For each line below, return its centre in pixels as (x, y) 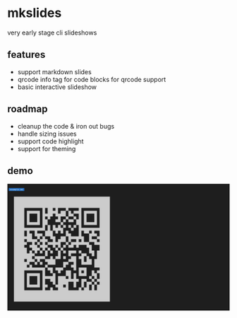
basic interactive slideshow (57, 87)
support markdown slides (54, 71)
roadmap (28, 109)
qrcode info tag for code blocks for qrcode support (92, 79)
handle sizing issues (47, 134)
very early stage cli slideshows (52, 33)
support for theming (47, 148)
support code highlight (50, 141)
